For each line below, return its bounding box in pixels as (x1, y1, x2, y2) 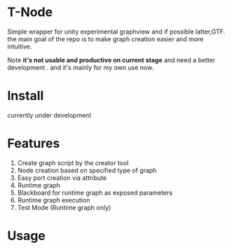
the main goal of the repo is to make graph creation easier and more (7, 34, 204, 43)
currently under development (7, 111, 92, 119)
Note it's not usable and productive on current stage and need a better (7, 55, 216, 64)
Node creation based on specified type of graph (17, 166, 157, 174)
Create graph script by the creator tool (17, 158, 129, 167)
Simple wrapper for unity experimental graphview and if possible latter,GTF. (7, 27, 226, 36)
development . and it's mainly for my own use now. (7, 63, 154, 71)
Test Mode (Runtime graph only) (17, 203, 111, 211)
